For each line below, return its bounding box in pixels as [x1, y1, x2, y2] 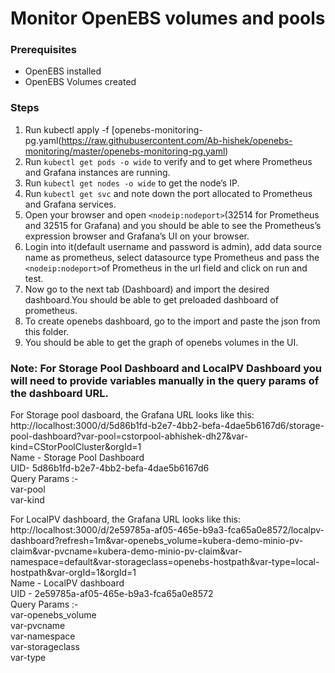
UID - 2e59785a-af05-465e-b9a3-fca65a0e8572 [10, 588, 214, 600]
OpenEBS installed [24, 65, 102, 77]
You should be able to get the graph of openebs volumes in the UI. [24, 336, 299, 348]
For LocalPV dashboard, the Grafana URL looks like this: [10, 513, 242, 526]
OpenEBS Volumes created [24, 76, 137, 88]
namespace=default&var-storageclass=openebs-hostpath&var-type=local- [10, 556, 320, 568]
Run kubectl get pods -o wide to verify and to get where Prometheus [24, 155, 313, 167]
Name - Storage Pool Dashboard [10, 452, 145, 464]
